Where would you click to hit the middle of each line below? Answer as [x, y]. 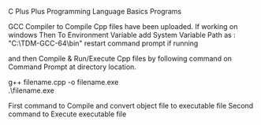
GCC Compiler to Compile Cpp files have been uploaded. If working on [123, 26]
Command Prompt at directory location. [72, 67]
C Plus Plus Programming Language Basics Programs [95, 11]
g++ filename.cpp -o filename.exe [63, 82]
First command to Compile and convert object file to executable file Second [131, 106]
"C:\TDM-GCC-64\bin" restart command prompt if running [103, 43]
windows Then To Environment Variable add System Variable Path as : [122, 35]
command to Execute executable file [67, 114]
